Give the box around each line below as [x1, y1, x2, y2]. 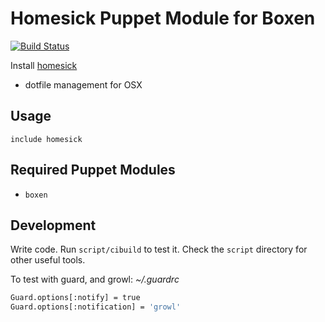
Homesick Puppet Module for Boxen [10, 7, 316, 30]
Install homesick [10, 59, 78, 71]
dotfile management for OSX [24, 78, 143, 91]
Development [10, 217, 97, 234]
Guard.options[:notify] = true [10, 293, 141, 303]
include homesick [10, 134, 83, 144]
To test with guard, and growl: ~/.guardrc [10, 273, 180, 286]
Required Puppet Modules [10, 162, 176, 179]
